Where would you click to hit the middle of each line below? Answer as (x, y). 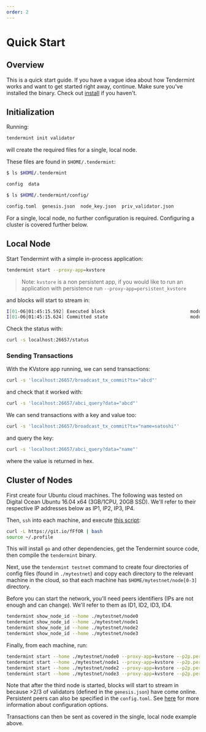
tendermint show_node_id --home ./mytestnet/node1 (72, 622)
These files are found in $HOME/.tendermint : (61, 162)
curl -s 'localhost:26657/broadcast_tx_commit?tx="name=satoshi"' (93, 426)
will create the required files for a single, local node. (72, 150)
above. (15, 723)
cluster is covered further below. (48, 224)
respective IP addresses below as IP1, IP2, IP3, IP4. (71, 508)
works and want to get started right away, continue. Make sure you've (95, 86)
